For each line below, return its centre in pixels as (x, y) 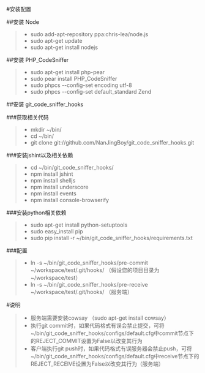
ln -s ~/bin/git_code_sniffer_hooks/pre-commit (89, 263)
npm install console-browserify (69, 200)
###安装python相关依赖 (36, 213)
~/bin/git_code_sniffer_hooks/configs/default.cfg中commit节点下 (112, 333)
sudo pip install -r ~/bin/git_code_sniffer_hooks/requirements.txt (111, 238)
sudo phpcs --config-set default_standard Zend (91, 92)
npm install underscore (59, 187)
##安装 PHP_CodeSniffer (38, 60)
